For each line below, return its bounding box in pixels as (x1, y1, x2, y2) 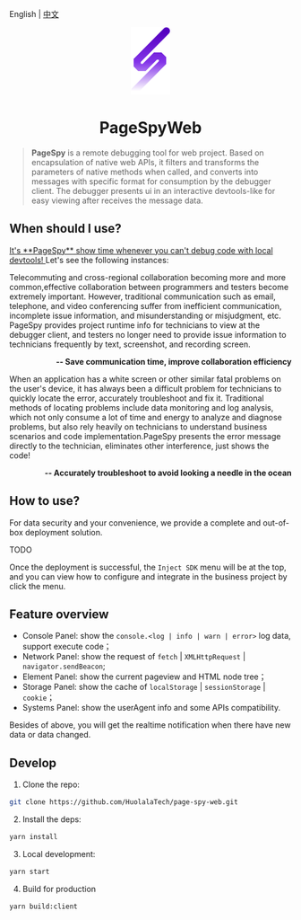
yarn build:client (9, 902, 78, 911)
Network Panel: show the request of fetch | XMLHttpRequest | (21, 651, 246, 662)
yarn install (9, 833, 58, 842)
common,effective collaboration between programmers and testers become (9, 281, 289, 292)
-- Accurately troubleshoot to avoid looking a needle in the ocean (44, 467, 292, 478)
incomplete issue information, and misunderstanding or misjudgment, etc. (9, 310, 282, 321)
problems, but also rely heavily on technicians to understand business (9, 421, 268, 432)
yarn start (9, 867, 50, 876)
